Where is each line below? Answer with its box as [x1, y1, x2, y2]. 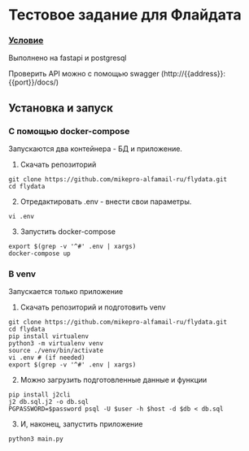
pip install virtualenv [8, 332, 90, 340]
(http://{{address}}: [161, 69, 226, 79]
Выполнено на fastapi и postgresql [8, 53, 127, 63]
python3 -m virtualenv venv [8, 340, 104, 348]
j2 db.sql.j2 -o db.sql [8, 398, 90, 406]
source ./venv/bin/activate [8, 347, 104, 355]
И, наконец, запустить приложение [20, 419, 144, 429]
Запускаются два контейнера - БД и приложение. [8, 144, 183, 154]
